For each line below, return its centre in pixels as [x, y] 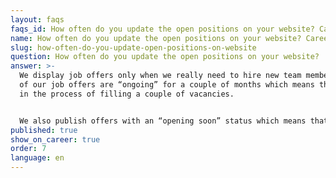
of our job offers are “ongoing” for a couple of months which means [167, 85]
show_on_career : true [55, 139]
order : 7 [28, 149]
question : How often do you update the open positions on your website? [165, 57]
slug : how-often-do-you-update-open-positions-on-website [133, 47]
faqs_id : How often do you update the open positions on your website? [162, 29]
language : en [37, 158]
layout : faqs [37, 19]
